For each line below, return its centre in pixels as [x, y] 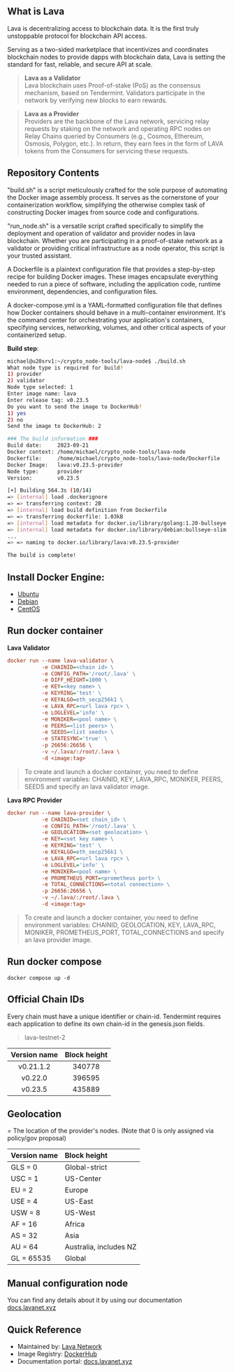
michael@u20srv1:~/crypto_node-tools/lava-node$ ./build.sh [97, 361]
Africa [75, 1224]
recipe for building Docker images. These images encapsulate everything [113, 277]
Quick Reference [44, 1330]
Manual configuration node [68, 1283]
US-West [80, 1213]
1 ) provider [24, 374]
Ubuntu [28, 594]
